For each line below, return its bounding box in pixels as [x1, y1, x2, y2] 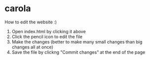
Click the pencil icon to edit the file [11, 34, 82, 40]
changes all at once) [11, 44, 54, 50]
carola [4, 3, 31, 14]
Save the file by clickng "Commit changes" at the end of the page [11, 49, 146, 55]
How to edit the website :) [4, 19, 57, 25]
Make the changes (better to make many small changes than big [11, 39, 143, 44]
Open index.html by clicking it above [11, 28, 86, 34]
